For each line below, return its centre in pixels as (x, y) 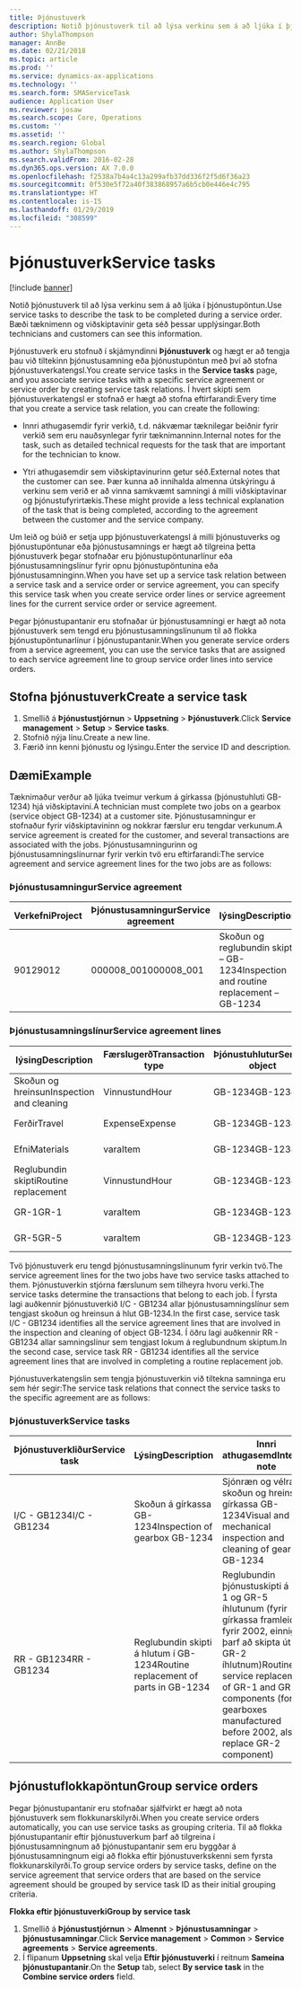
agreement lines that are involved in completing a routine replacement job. (146, 1361)
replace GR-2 (251, 1744)
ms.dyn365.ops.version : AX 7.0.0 (72, 168)
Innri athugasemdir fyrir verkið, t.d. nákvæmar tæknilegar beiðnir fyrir (150, 425)
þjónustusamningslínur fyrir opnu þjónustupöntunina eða (114, 565)
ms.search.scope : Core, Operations (76, 118)
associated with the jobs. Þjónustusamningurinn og (103, 844)
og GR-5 (249, 1597)
